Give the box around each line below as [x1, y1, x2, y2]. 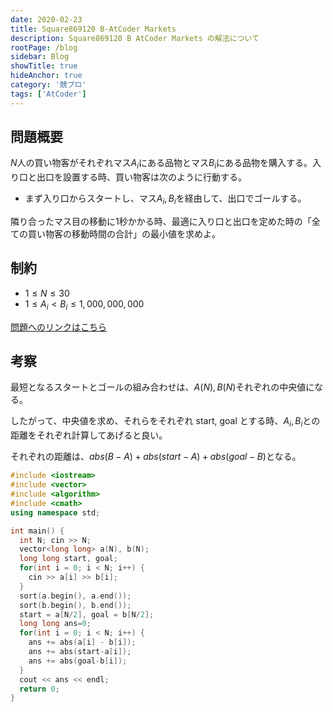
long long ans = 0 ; [19, 619, 92, 629]
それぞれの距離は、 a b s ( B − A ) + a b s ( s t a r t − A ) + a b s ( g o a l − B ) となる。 [10, 451, 302, 463]
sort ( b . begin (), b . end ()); [19, 600, 132, 610]
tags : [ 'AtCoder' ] [10, 89, 87, 99]
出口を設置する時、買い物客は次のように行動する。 [36, 171, 247, 183]
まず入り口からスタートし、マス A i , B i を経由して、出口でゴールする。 [24, 192, 307, 207]
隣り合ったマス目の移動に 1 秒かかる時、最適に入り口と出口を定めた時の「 [10, 216, 312, 228]
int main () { [10, 526, 65, 536]
